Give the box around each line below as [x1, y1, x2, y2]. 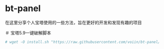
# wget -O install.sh [5, 39, 49, 44]
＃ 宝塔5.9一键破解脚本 [5, 30, 51, 35]
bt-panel [5, 3, 41, 14]
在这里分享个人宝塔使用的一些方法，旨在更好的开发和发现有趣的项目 [5, 19, 142, 25]
